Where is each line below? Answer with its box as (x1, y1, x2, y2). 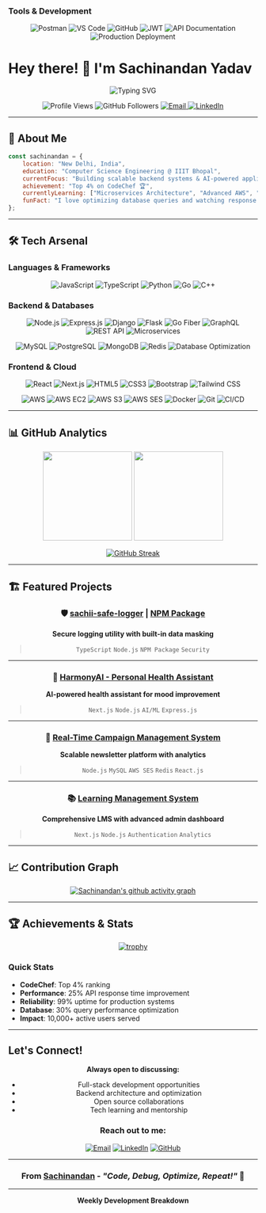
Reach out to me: (100, 1125, 166, 1136)
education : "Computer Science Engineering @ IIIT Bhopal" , (22, 167, 222, 175)
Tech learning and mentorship (89, 1105, 188, 1115)
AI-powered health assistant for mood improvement (46, 690, 220, 699)
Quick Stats (8, 962, 54, 973)
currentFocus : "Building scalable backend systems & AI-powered (22, 174, 239, 183)
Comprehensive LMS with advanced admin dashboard (42, 814, 224, 823)
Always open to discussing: (86, 1065, 180, 1074)
